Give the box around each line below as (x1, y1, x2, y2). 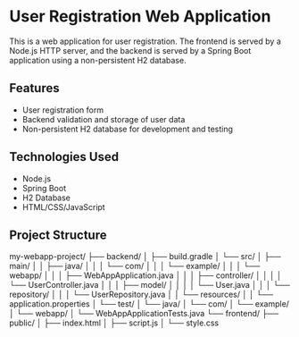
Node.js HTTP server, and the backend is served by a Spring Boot (9, 45, 252, 55)
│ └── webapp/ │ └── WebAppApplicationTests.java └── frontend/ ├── (9, 308, 279, 319)
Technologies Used (9, 149, 119, 164)
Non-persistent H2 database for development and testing (21, 123, 234, 134)
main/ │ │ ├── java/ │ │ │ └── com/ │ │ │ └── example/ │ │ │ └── (9, 261, 261, 272)
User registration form (21, 105, 104, 115)
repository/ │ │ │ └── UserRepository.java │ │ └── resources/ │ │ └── (9, 289, 274, 300)
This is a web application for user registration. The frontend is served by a (9, 36, 281, 46)
